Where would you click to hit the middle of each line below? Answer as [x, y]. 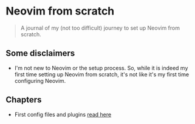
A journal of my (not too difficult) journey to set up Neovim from [100, 28]
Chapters [24, 100]
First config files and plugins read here [63, 114]
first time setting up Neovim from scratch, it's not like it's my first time [102, 74]
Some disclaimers [40, 54]
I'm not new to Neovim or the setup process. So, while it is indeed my [101, 68]
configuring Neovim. [40, 80]
